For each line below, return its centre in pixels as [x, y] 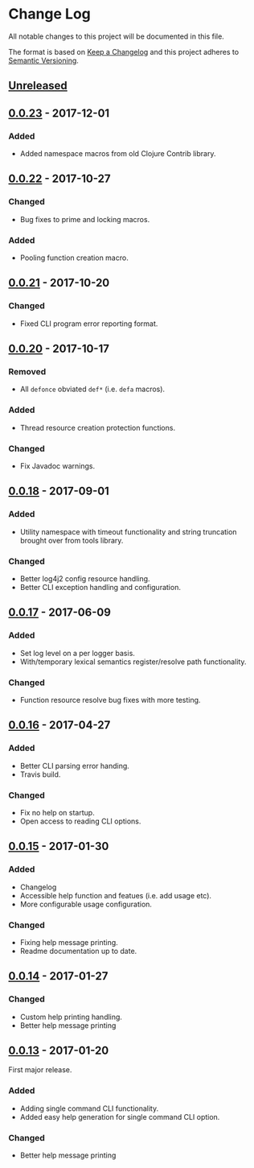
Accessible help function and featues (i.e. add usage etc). [115, 895]
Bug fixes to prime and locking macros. [85, 219]
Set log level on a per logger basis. [77, 653]
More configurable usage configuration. [86, 904]
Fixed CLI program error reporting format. [89, 324]
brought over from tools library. [72, 540]
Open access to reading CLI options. [80, 821]
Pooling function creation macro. [74, 258]
